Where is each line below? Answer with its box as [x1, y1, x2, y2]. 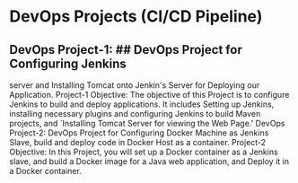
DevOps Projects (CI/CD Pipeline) [9, 6, 263, 27]
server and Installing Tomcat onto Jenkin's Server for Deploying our [9, 80, 260, 91]
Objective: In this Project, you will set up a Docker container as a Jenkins [9, 146, 278, 157]
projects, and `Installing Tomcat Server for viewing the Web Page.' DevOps [9, 118, 285, 128]
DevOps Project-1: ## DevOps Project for [9, 42, 242, 57]
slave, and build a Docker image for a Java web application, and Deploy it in [9, 156, 290, 167]
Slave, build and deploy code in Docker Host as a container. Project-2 [9, 137, 267, 147]
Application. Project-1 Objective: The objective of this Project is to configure [9, 90, 290, 100]
